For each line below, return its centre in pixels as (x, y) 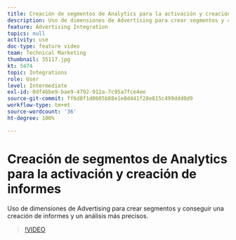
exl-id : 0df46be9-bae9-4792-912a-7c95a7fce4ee (77, 92)
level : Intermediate (38, 86)
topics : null (26, 33)
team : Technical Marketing (47, 53)
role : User (23, 79)
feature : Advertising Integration (58, 27)
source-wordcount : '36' (42, 112)
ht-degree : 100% (31, 118)
